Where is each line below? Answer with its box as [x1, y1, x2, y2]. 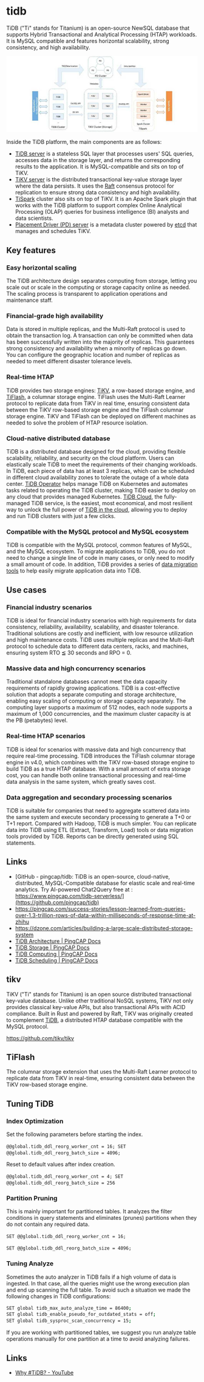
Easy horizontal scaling [6, 263, 77, 271]
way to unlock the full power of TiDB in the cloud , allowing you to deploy [6, 506, 188, 513]
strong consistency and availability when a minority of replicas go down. [6, 345, 187, 352]
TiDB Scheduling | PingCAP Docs [15, 956, 98, 964]
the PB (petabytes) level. [6, 717, 68, 724]
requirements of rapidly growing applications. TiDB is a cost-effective [6, 684, 180, 692]
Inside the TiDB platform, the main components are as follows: [6, 138, 162, 146]
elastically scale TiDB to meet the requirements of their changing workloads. [6, 461, 197, 468]
